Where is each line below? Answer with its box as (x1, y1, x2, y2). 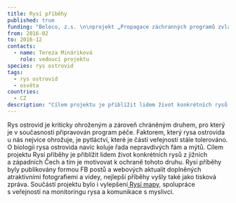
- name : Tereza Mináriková (13, 50, 93, 57)
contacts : (7, 43, 37, 50)
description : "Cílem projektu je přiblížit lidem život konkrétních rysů (7, 101, 228, 108)
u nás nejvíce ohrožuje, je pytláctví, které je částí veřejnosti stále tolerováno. (7, 135, 228, 143)
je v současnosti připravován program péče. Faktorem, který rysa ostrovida (7, 127, 225, 136)
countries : (7, 88, 39, 95)
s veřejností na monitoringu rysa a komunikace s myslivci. (7, 187, 174, 196)
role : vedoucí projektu (20, 56, 90, 63)
